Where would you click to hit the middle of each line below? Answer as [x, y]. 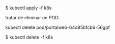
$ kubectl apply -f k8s [28, 8]
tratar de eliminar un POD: [33, 17]
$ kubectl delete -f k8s [29, 37]
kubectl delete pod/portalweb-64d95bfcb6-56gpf [58, 27]
